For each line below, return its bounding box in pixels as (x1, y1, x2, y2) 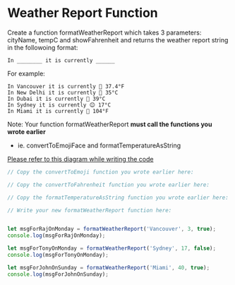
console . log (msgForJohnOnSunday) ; (7, 270, 109, 278)
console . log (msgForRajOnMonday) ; (7, 232, 106, 239)
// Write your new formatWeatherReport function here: (7, 207, 172, 214)
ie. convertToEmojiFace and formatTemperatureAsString (17, 141, 181, 150)
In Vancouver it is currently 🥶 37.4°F (7, 83, 125, 90)
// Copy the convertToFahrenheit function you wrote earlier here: (7, 181, 210, 188)
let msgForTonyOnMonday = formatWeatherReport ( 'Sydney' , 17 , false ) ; (7, 245, 217, 252)
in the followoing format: (7, 43, 78, 51)
